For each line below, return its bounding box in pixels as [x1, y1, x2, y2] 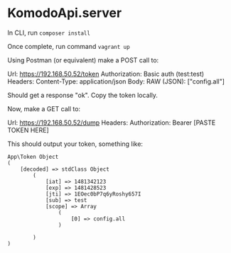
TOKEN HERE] [7, 125, 49, 134]
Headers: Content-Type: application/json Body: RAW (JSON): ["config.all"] [7, 77, 225, 86]
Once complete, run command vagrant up [7, 42, 130, 50]
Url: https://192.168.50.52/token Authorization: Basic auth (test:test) [7, 69, 205, 78]
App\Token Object [7, 153, 59, 160]
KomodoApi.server [7, 5, 122, 21]
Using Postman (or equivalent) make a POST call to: [7, 55, 159, 64]
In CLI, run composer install [7, 28, 91, 37]
